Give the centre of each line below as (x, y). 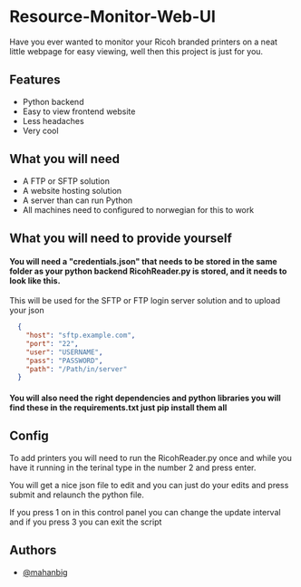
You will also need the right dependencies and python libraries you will (145, 398)
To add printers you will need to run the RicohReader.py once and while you (151, 457)
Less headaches (53, 120)
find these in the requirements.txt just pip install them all (118, 407)
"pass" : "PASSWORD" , (64, 361)
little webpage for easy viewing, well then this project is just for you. (136, 51)
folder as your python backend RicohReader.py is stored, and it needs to (148, 271)
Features (35, 80)
